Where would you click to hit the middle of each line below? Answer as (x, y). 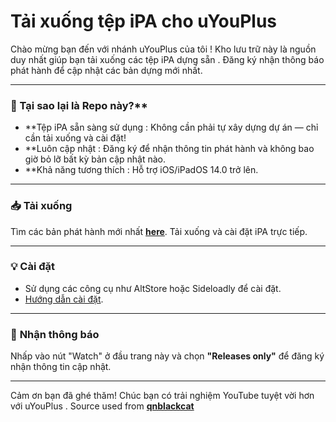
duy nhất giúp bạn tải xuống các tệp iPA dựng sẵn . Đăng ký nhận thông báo (167, 59)
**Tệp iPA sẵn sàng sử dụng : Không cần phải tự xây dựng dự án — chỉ (171, 127)
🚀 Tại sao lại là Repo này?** (79, 105)
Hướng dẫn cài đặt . (64, 299)
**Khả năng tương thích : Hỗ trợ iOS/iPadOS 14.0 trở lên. (141, 170)
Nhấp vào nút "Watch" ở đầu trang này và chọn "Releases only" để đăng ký (167, 356)
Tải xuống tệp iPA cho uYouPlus (144, 21)
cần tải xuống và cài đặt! (75, 138)
